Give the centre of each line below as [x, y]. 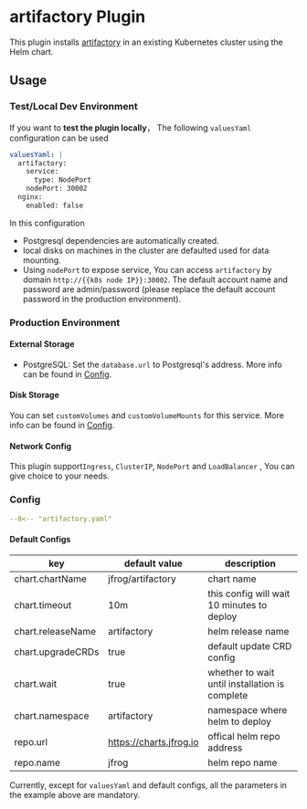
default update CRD [249, 646]
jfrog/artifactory [142, 579]
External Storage [42, 344]
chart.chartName [50, 579]
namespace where [247, 709]
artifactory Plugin [78, 17]
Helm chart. [32, 51]
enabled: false [55, 205]
